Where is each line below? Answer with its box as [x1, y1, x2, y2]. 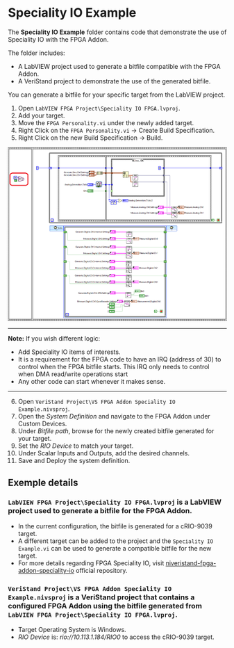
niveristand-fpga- [165, 558, 217, 567]
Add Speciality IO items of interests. [17, 348, 121, 356]
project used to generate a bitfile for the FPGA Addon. [8, 506, 193, 516]
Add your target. [17, 111, 65, 120]
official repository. [76, 566, 128, 574]
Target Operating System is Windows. [17, 626, 127, 634]
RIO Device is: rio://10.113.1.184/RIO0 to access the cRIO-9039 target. [17, 633, 215, 641]
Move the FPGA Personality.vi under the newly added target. [17, 118, 194, 127]
